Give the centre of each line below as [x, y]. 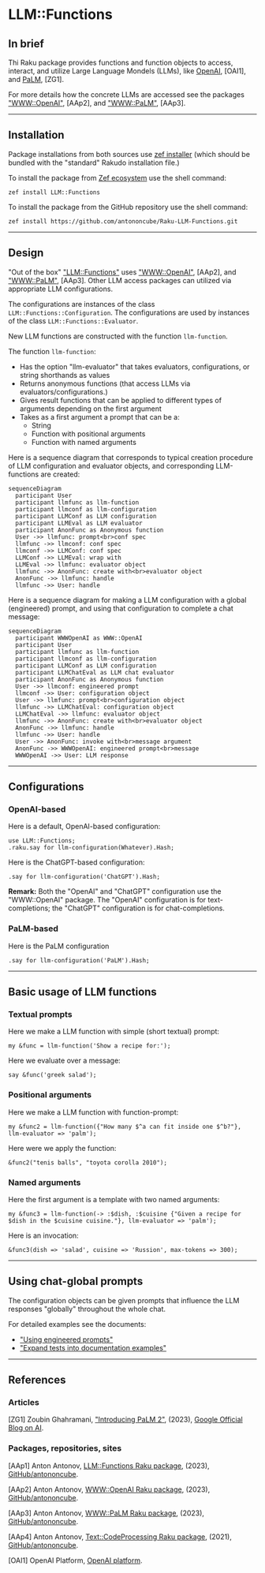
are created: [60, 474]
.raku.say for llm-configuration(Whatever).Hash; [91, 848]
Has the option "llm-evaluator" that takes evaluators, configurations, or [134, 366]
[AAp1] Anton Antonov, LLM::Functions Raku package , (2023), [109, 1466]
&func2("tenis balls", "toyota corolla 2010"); [88, 1162]
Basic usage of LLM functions [83, 992]
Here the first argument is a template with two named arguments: [114, 1199]
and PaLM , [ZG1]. [36, 79]
